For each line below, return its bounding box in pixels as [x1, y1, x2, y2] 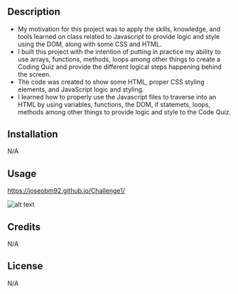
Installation [7, 129, 58, 140]
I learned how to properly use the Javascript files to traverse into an [17, 92, 217, 101]
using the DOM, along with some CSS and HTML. [17, 40, 162, 48]
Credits [7, 221, 41, 233]
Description [7, 6, 60, 18]
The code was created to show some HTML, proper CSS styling [17, 77, 205, 86]
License [7, 260, 43, 272]
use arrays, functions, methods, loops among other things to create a [17, 55, 221, 63]
